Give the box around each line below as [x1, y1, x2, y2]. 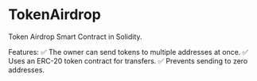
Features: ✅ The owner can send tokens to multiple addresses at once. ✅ [8, 47, 249, 56]
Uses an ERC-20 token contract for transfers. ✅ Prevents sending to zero [8, 56, 248, 65]
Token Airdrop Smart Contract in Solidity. [8, 32, 142, 41]
